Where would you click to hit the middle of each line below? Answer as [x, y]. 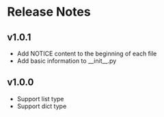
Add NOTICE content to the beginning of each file [87, 53]
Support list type [40, 99]
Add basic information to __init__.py [67, 61]
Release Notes [49, 12]
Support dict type [42, 106]
